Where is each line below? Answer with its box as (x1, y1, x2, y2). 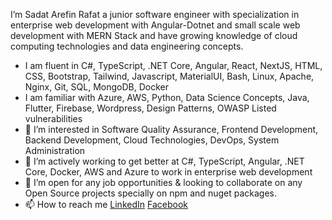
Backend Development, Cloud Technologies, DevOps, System (24, 134, 280, 146)
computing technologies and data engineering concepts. (10, 40, 244, 52)
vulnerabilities (24, 113, 83, 124)
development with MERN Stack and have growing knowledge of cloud (10, 30, 298, 41)
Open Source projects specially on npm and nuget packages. (24, 187, 277, 199)
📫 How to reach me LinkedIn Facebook (24, 199, 188, 210)
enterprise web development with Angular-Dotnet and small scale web (10, 19, 301, 31)
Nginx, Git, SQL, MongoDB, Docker (24, 81, 169, 93)
